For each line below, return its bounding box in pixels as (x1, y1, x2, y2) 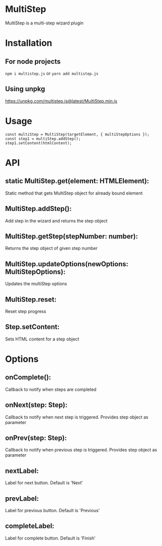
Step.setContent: (5, 323, 60, 331)
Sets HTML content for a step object (5, 336, 79, 342)
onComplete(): (5, 373, 51, 382)
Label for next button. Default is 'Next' (5, 480, 83, 486)
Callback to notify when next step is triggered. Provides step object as (5, 414, 149, 420)
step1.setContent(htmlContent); (5, 140, 72, 145)
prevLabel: (5, 494, 39, 503)
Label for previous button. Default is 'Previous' (5, 508, 100, 513)
